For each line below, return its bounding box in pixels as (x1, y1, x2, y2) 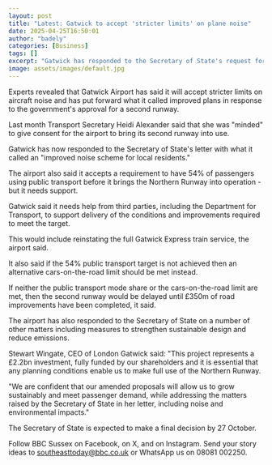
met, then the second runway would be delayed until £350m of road (8, 291, 236, 301)
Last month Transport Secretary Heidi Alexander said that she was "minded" (8, 119, 264, 130)
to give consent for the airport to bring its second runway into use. (8, 128, 230, 138)
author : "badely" (8, 34, 67, 43)
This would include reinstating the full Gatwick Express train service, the (8, 234, 249, 244)
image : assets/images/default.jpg (8, 65, 125, 73)
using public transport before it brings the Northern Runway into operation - (8, 177, 261, 186)
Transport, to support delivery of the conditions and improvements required (8, 210, 261, 220)
